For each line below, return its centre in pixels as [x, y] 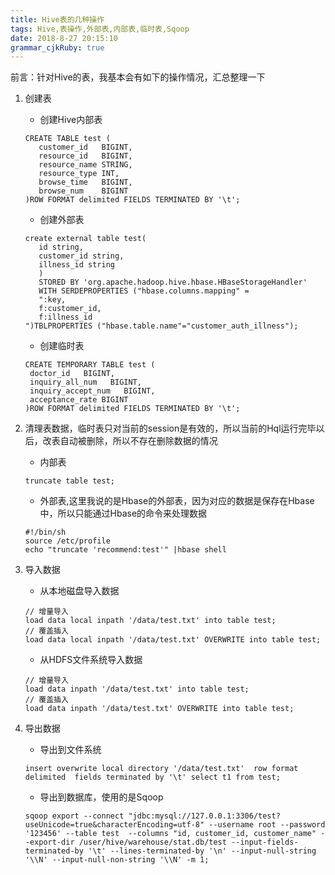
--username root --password [267, 825]
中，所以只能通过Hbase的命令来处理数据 [123, 513]
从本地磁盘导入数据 [79, 591]
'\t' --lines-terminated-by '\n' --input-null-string [202, 851]
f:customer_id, [70, 309]
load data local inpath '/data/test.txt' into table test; [150, 621]
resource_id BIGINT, [85, 156]
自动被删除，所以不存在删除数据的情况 [138, 441]
